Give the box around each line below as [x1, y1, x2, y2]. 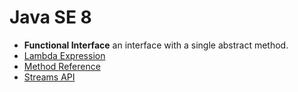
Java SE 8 [9, 6, 92, 29]
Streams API [23, 71, 76, 83]
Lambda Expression [23, 49, 106, 61]
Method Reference [23, 60, 101, 72]
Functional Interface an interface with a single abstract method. [23, 39, 289, 51]
